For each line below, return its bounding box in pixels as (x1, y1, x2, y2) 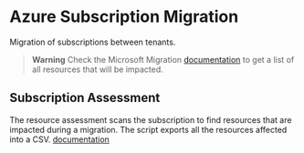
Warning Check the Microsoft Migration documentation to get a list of (31, 54, 295, 65)
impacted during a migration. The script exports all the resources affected (9, 124, 288, 135)
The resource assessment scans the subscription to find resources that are (9, 114, 292, 125)
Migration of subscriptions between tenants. (9, 36, 176, 47)
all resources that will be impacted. (31, 64, 164, 75)
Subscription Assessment (9, 90, 161, 106)
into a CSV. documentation (9, 134, 110, 145)
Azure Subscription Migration (9, 6, 239, 27)
